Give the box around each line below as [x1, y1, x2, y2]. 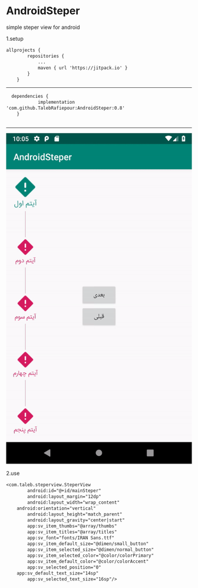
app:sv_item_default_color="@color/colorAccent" [27, 559, 149, 564]
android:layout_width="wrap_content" [27, 500, 120, 505]
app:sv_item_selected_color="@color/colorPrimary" [27, 553, 154, 559]
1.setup [6, 35, 24, 42]
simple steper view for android [6, 24, 81, 31]
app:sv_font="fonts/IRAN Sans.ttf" [27, 535, 115, 541]
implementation [37, 99, 75, 105]
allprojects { [6, 47, 41, 53]
